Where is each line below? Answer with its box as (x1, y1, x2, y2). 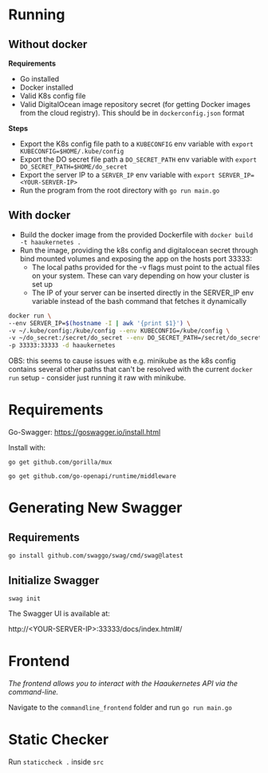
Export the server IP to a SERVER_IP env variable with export (19, 170, 215, 179)
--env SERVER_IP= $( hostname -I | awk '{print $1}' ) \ (8, 319, 191, 327)
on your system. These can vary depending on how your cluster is (31, 270, 250, 281)
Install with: (8, 443, 46, 452)
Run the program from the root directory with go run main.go (19, 185, 220, 195)
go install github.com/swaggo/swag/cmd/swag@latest (8, 552, 183, 560)
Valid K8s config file (19, 91, 86, 101)
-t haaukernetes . (19, 238, 81, 246)
